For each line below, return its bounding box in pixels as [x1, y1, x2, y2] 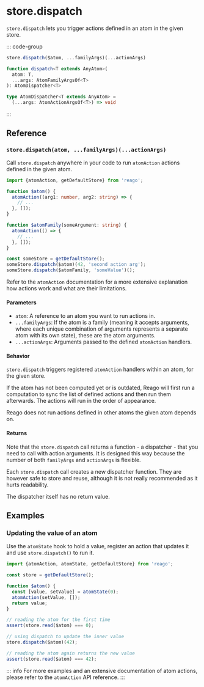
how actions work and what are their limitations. [6, 285, 127, 292]
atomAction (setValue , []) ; [12, 594, 81, 600]
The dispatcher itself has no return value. [6, 493, 110, 500]
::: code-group [6, 43, 43, 50]
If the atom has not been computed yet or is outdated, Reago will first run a [6, 384, 195, 392]
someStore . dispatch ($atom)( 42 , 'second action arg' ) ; [6, 262, 147, 268]
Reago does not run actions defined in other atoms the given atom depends [6, 409, 197, 416]
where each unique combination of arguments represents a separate [15, 325, 188, 332]
